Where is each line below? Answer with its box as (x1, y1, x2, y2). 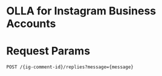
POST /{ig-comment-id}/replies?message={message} (6, 64, 134, 70)
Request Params (6, 44, 91, 58)
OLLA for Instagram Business (6, 4, 156, 18)
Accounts (6, 17, 56, 31)
